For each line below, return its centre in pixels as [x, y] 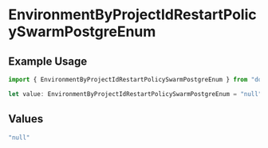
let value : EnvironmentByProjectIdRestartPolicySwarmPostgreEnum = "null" [135, 94]
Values [26, 119]
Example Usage [48, 61]
